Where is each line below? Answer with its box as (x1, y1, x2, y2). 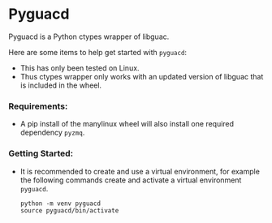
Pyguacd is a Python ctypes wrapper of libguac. (8, 32, 170, 41)
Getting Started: (8, 148, 74, 159)
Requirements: (8, 101, 68, 112)
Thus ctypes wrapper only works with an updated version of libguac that (19, 71, 264, 81)
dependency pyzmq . (19, 127, 85, 138)
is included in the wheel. (19, 80, 102, 90)
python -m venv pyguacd (19, 199, 101, 208)
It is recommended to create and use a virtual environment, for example (19, 166, 260, 176)
